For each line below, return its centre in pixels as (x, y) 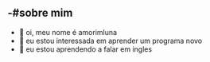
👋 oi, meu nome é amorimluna (68, 32)
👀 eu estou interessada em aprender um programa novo (111, 41)
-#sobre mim (40, 13)
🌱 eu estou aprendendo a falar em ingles (86, 49)
